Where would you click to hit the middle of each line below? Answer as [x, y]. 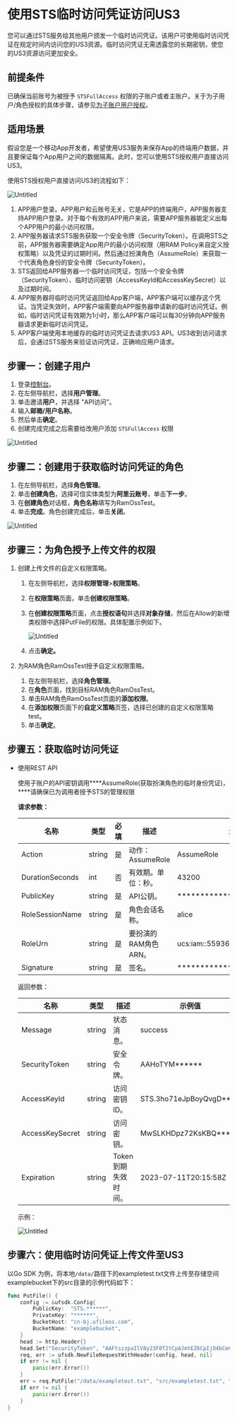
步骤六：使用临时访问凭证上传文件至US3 [96, 1255]
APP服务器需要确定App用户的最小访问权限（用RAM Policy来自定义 [127, 244]
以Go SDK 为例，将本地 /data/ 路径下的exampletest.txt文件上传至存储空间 [113, 1273]
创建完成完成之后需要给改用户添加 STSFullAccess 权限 [96, 429]
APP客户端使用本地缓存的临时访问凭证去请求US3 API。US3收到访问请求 [122, 332]
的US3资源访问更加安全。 [45, 53]
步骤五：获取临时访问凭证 [63, 749]
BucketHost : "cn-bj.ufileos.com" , [83, 1322]
